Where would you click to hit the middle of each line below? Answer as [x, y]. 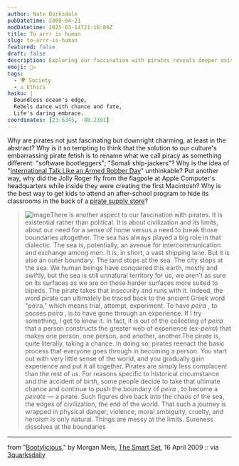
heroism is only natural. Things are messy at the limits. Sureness [119, 419]
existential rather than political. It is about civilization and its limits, [121, 222]
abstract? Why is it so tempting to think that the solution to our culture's [112, 147]
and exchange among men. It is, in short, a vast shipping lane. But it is [127, 252]
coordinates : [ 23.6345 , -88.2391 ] [59, 120]
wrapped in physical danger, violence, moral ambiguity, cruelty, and [124, 411]
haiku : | [20, 93]
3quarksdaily [27, 455]
